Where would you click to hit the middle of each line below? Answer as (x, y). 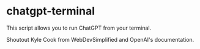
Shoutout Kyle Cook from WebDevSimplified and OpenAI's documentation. (100, 39)
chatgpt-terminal (51, 11)
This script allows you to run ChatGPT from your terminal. (79, 28)
